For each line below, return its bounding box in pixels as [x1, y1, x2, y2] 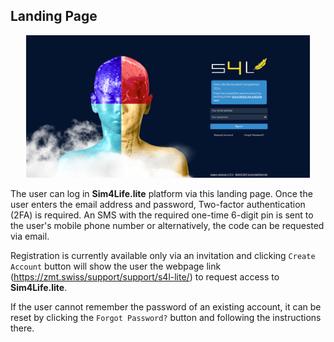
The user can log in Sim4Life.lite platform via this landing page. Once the [10, 187, 313, 199]
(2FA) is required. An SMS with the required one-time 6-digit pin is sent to [10, 209, 314, 221]
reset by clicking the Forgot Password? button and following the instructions [10, 311, 322, 323]
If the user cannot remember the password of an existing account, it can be [10, 300, 322, 313]
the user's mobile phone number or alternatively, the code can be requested [10, 219, 325, 231]
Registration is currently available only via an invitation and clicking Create [10, 249, 316, 261]
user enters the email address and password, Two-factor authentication [10, 198, 306, 210]
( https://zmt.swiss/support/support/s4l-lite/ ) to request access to [10, 270, 280, 283]
